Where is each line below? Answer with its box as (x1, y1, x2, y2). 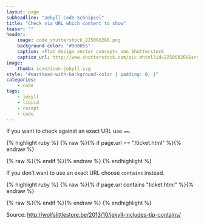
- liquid (17, 99, 39, 105)
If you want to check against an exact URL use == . (6, 127, 131, 135)
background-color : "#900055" (17, 43, 91, 49)
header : (6, 32, 26, 38)
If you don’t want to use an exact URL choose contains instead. (6, 169, 165, 177)
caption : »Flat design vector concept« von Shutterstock (17, 49, 165, 55)
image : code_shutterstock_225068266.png (17, 37, 121, 43)
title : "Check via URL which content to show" (6, 20, 126, 26)
